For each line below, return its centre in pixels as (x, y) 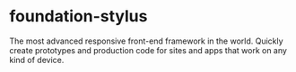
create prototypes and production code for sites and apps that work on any (148, 50)
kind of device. (37, 60)
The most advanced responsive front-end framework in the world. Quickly (147, 41)
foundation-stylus (78, 16)
